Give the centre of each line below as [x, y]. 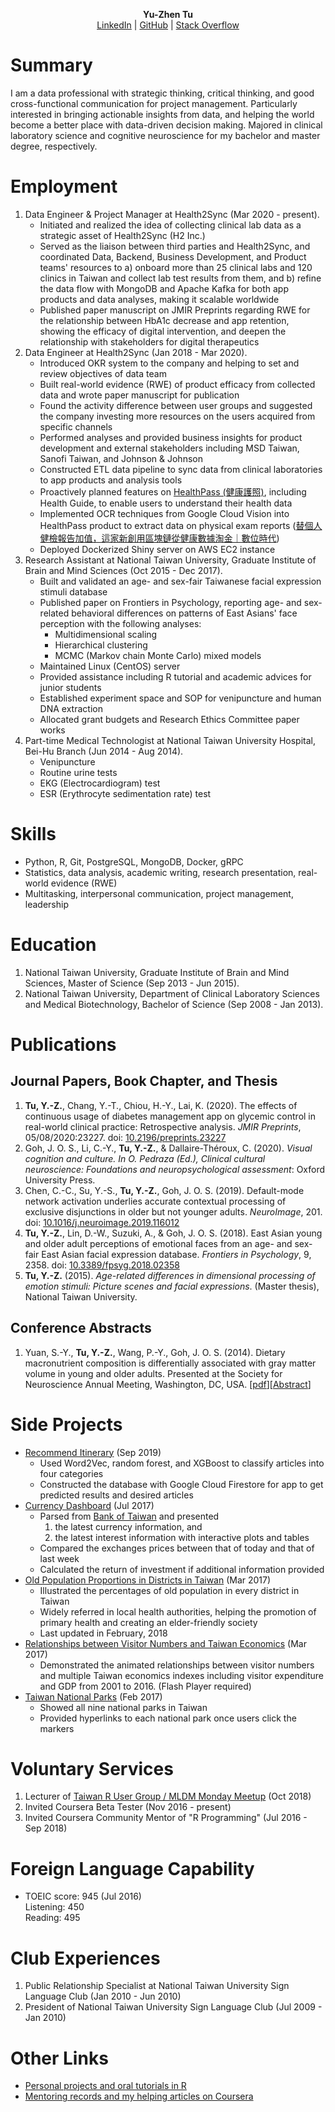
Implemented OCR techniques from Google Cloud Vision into [164, 513]
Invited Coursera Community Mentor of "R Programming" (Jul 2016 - [166, 1818]
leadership [46, 904]
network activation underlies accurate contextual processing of [155, 1201]
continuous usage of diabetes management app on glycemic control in [170, 1116]
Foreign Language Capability [132, 1868]
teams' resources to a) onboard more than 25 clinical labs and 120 [176, 267]
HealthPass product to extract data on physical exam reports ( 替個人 [181, 525]
